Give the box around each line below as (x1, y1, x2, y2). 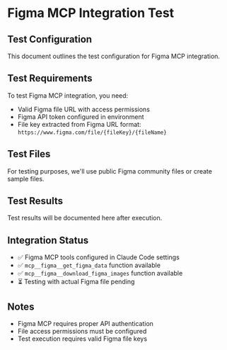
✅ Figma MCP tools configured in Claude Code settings (17, 253, 180, 261)
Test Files (7, 148, 51, 160)
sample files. (7, 174, 45, 183)
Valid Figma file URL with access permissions (17, 105, 151, 113)
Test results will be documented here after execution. (7, 214, 163, 222)
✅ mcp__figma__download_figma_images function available (17, 269, 183, 278)
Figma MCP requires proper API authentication (17, 320, 154, 328)
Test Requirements (7, 72, 93, 84)
